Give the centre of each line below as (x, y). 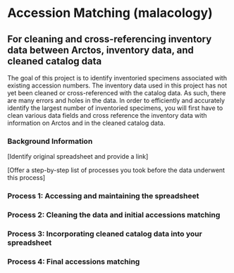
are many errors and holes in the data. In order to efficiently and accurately (116, 101)
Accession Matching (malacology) (110, 13)
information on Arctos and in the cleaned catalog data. (86, 123)
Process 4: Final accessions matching (74, 261)
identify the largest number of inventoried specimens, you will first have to (115, 108)
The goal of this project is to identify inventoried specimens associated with (117, 78)
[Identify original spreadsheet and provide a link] (78, 157)
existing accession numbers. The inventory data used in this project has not (117, 85)
